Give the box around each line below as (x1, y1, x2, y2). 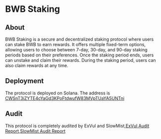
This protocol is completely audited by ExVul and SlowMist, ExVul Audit (5, 123, 150, 129)
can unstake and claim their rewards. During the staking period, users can (5, 57, 156, 63)
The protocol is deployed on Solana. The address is (5, 90, 110, 96)
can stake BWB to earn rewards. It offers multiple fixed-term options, (5, 42, 146, 47)
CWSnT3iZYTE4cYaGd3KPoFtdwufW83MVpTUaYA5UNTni (5, 95, 125, 101)
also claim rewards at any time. (5, 63, 68, 68)
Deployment (5, 77, 44, 85)
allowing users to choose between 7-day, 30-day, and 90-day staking (5, 47, 148, 52)
